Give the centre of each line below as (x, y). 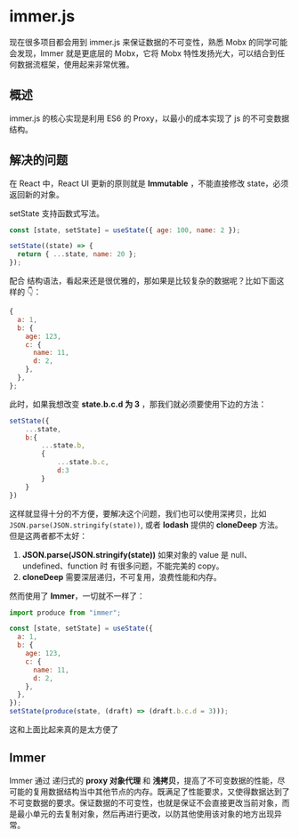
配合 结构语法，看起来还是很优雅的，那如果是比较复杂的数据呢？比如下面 (143, 281)
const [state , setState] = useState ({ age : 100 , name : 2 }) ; (125, 230)
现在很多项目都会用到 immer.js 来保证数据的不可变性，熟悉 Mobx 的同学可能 (148, 42)
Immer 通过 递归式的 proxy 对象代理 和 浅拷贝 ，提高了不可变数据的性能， (143, 780)
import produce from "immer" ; (65, 612)
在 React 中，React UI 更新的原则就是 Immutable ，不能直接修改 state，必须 (149, 183)
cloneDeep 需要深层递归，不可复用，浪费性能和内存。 (122, 576)
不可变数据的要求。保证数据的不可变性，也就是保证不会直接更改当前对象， (145, 802)
